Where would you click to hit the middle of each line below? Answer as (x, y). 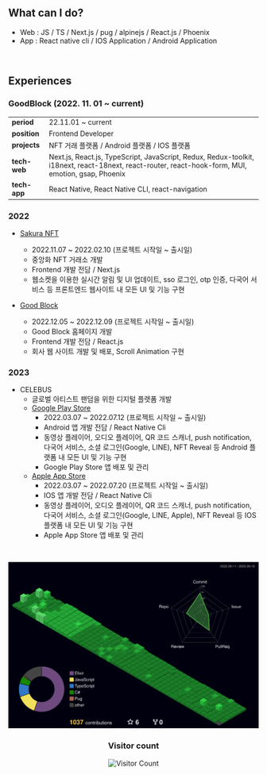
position (25, 133)
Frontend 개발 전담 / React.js (77, 341)
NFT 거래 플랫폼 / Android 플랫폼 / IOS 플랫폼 (120, 145)
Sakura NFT (39, 233)
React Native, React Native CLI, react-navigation (128, 189)
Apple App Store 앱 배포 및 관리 (94, 535)
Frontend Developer (81, 133)
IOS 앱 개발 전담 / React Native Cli (98, 495)
